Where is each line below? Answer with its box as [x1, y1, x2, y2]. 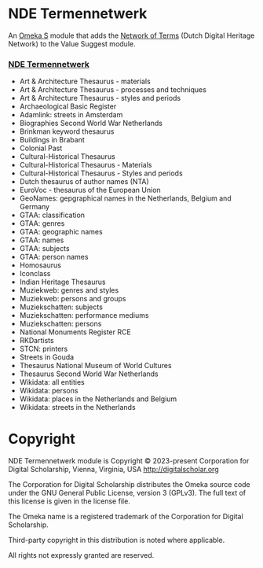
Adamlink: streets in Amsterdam [19, 110, 123, 120]
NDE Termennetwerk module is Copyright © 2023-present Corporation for [8, 456, 250, 466]
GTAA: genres [19, 219, 65, 228]
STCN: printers [19, 344, 68, 354]
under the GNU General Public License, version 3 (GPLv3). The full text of [8, 489, 247, 498]
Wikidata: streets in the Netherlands [19, 403, 136, 412]
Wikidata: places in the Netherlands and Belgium [19, 394, 177, 404]
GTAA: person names [19, 253, 89, 262]
